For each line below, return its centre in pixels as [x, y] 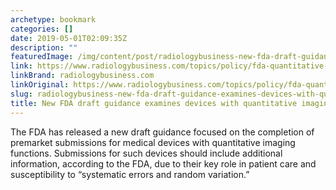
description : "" [44, 47]
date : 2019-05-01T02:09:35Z [69, 38]
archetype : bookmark [53, 19]
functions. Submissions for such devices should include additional [146, 153]
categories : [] [42, 29]
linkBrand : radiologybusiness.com [82, 76]
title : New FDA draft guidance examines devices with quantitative [154, 103]
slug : [21, 94]
